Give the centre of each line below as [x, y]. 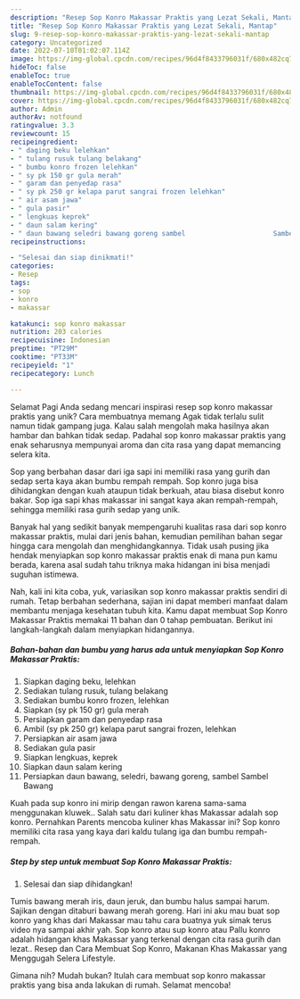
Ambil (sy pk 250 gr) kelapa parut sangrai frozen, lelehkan [130, 729]
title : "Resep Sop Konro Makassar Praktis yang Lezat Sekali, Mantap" [144, 26]
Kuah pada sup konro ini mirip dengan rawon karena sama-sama [129, 803]
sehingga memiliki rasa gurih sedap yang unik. [95, 509]
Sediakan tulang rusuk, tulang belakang [95, 691]
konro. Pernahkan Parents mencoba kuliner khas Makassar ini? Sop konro [145, 822]
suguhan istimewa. [45, 574]
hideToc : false [38, 68]
